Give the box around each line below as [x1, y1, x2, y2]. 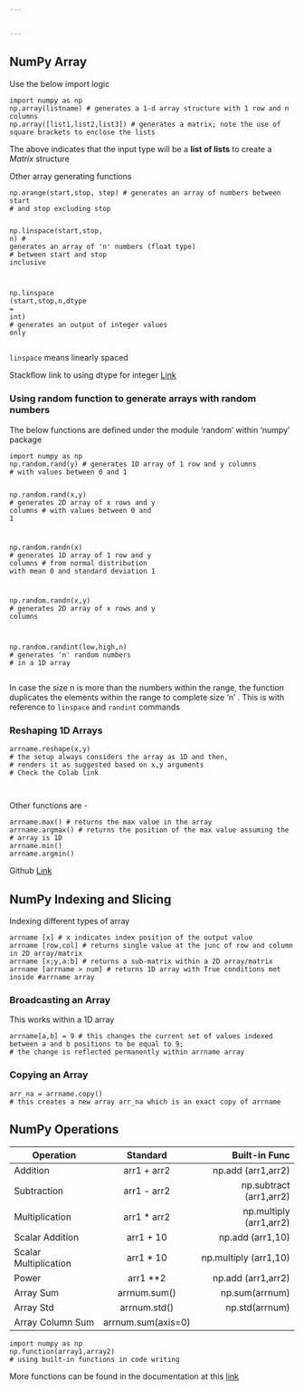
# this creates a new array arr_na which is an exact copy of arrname [9, 1097, 281, 1106]
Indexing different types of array [9, 916, 130, 927]
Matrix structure [9, 153, 70, 164]
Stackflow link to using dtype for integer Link [9, 370, 176, 381]
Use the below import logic [9, 78, 110, 89]
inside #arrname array [9, 973, 95, 982]
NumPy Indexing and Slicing [9, 892, 172, 907]
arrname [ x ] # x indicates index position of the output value [9, 933, 253, 942]
